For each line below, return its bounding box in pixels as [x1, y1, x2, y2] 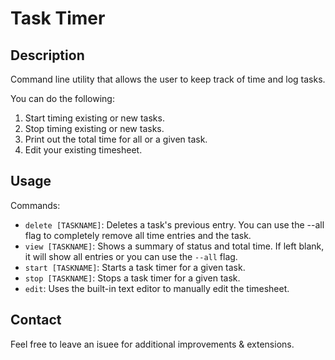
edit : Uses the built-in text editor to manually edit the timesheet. [24, 282, 290, 294]
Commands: [10, 199, 61, 211]
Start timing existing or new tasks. [24, 112, 165, 124]
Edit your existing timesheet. [24, 144, 143, 156]
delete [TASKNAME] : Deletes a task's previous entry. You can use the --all [24, 218, 325, 231]
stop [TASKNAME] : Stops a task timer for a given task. [24, 272, 241, 284]
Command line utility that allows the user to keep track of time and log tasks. [10, 73, 326, 85]
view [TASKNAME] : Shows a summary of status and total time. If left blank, [24, 240, 325, 252]
